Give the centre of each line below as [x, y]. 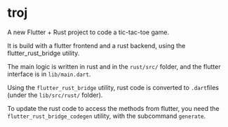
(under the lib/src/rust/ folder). [55, 95]
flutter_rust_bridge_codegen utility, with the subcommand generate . [107, 116]
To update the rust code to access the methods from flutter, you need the [113, 108]
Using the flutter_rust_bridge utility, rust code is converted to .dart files [113, 87]
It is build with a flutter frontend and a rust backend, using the [96, 45]
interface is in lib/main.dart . [49, 74]
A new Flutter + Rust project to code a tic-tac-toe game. [88, 32]
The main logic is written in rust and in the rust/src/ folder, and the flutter [114, 66]
